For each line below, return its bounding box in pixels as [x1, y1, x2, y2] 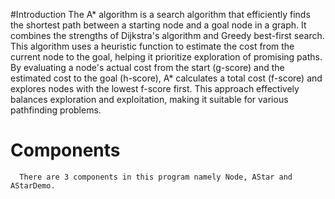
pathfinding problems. [10, 104, 102, 116]
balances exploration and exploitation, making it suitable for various [10, 94, 289, 105]
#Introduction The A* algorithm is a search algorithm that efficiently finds [10, 9, 311, 20]
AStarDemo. [10, 180, 56, 191]
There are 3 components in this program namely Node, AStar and [19, 172, 293, 182]
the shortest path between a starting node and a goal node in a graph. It [10, 19, 307, 31]
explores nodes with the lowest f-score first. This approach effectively [10, 83, 300, 94]
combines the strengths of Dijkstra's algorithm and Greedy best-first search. [10, 30, 325, 41]
